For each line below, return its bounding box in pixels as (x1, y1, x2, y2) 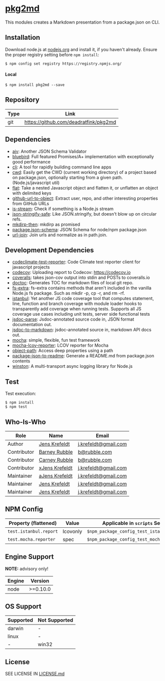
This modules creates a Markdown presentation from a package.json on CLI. (5, 19, 160, 25)
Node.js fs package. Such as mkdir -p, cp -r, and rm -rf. (12, 290, 125, 296)
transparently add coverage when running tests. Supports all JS (12, 306, 141, 312)
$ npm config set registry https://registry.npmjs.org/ (5, 61, 122, 66)
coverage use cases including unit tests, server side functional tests (12, 311, 150, 317)
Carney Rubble (38, 457, 74, 463)
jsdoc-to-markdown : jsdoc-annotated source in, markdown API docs (12, 327, 152, 333)
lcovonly (62, 528, 82, 535)
